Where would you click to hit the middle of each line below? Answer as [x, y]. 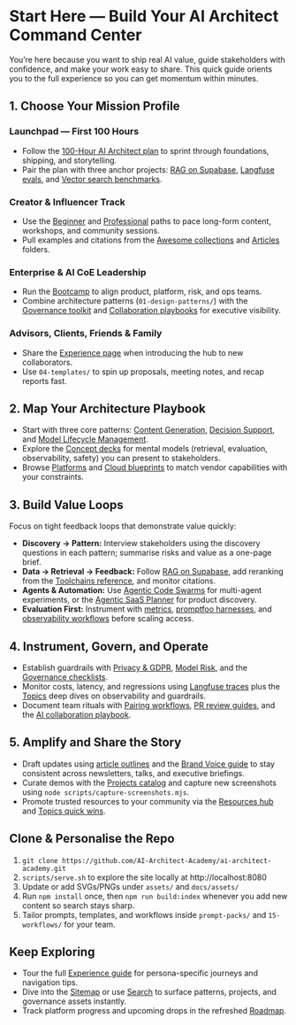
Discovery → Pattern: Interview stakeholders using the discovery [141, 543]
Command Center [76, 35]
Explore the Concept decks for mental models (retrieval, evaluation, [144, 449]
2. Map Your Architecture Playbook [107, 408]
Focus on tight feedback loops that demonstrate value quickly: [123, 526]
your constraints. [53, 477]
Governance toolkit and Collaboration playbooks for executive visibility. [151, 311]
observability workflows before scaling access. [108, 619]
